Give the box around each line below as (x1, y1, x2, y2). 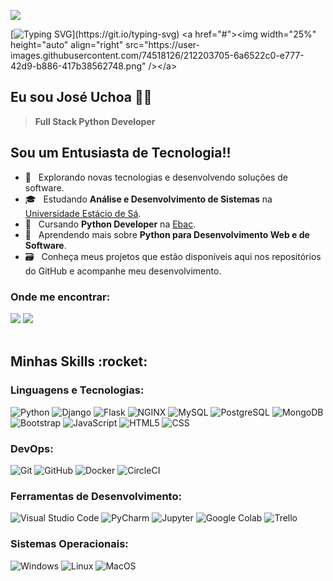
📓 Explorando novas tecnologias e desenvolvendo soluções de (24, 171, 289, 183)
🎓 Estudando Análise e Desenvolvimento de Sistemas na (24, 193, 273, 205)
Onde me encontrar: (10, 290, 111, 304)
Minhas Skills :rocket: (10, 353, 148, 370)
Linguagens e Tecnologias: (10, 383, 145, 397)
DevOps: (10, 441, 54, 455)
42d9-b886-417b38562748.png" (10, 60, 147, 72)
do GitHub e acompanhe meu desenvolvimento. (24, 265, 222, 277)
